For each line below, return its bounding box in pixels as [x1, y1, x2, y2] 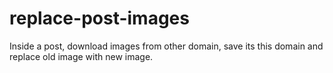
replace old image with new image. [9, 50, 154, 62]
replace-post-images [9, 7, 190, 30]
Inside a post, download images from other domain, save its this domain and [9, 40, 324, 52]
